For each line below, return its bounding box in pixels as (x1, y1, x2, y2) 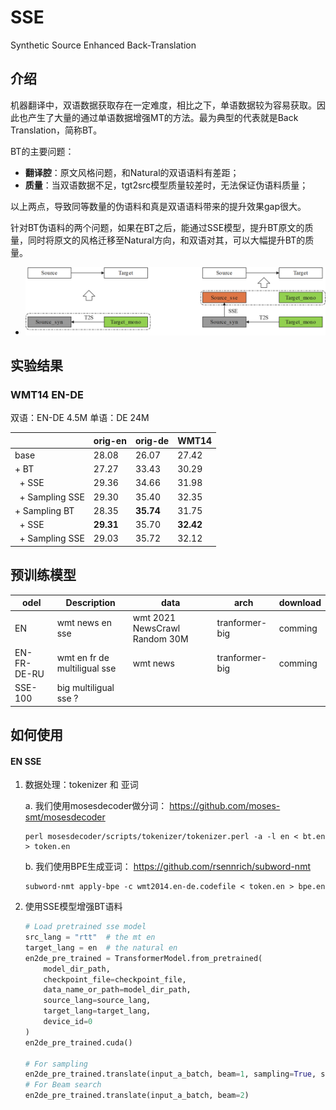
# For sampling (24, 1059, 89, 1069)
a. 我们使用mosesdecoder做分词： (24, 800, 168, 812)
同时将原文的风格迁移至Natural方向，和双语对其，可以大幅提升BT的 (27, 234, 306, 246)
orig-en (93, 434, 127, 446)
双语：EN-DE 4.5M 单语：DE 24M (10, 412, 150, 424)
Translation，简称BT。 (10, 124, 103, 136)
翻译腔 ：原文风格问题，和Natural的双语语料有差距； (24, 166, 240, 178)
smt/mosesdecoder (24, 811, 106, 823)
